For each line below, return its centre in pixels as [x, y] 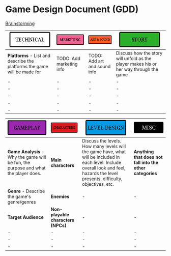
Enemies [60, 196]
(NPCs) [59, 225]
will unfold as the [134, 58]
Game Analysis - [26, 152]
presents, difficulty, [102, 179]
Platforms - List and [29, 56]
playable [60, 214]
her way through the [137, 69]
